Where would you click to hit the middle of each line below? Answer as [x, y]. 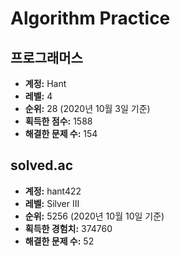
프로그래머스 [46, 57]
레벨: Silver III [52, 203]
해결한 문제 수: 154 [61, 133]
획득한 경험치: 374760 [68, 228]
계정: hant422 [53, 191]
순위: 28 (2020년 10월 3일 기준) [87, 108]
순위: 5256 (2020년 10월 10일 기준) [94, 216]
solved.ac [42, 165]
